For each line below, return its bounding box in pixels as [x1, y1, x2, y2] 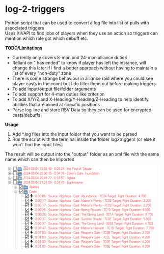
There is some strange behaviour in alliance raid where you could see [12, 75, 153, 81]
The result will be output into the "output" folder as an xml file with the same [5, 151, 160, 157]
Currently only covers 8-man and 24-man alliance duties [12, 54, 127, 60]
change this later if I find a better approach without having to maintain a [12, 65, 157, 71]
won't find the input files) [12, 141, 63, 147]
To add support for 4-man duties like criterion [12, 91, 105, 97]
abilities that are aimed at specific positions [12, 101, 100, 107]
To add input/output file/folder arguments [12, 86, 96, 92]
